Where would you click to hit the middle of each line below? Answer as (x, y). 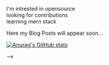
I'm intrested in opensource (41, 9)
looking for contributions (37, 15)
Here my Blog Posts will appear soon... (55, 33)
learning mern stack (31, 21)
